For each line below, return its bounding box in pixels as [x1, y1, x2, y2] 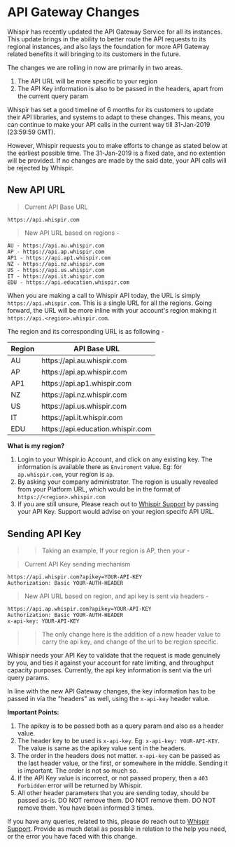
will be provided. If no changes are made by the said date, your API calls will [7, 156, 227, 165]
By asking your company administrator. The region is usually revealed [17, 477, 218, 486]
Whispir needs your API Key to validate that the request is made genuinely [7, 651, 221, 660]
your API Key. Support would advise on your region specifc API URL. [17, 508, 215, 516]
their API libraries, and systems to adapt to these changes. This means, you [7, 113, 225, 121]
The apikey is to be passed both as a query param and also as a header [17, 721, 224, 730]
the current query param [17, 92, 89, 100]
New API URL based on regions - [24, 229, 120, 237]
